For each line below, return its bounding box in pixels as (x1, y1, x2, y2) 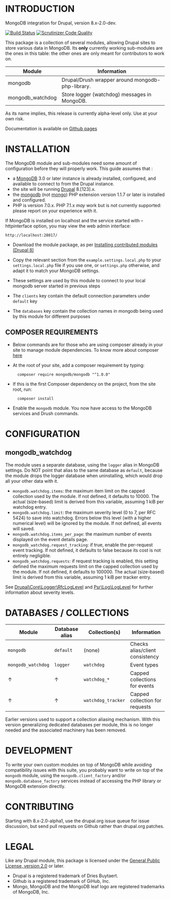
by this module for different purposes (12, 313, 91, 319)
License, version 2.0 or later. (5, 863, 65, 869)
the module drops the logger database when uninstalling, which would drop (5, 473, 163, 479)
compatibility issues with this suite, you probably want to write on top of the (5, 767, 163, 773)
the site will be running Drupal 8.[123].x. (12, 186, 96, 192)
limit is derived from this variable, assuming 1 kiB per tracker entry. (12, 574, 152, 580)
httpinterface (5, 223, 32, 229)
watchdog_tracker (83, 697, 125, 703)
